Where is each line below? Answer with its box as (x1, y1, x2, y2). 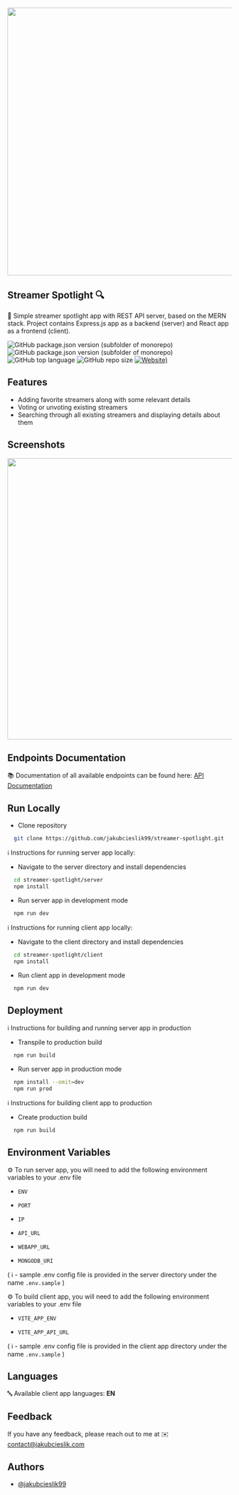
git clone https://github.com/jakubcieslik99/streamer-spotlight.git (14, 835, 224, 842)
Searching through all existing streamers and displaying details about (17, 411, 221, 419)
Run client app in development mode (17, 971, 126, 980)
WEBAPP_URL (17, 1243, 51, 1251)
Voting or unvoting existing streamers (17, 403, 128, 411)
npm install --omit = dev (14, 1079, 84, 1086)
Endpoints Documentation (7, 752, 126, 764)
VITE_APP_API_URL (17, 1329, 70, 1336)
